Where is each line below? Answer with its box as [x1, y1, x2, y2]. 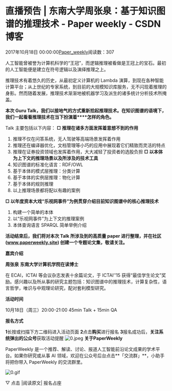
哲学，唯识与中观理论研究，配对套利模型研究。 [9, 285, 109, 291]
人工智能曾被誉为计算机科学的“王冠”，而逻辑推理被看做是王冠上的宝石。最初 [5, 60, 166, 66]
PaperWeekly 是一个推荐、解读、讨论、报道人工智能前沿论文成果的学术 [5, 346, 156, 352]
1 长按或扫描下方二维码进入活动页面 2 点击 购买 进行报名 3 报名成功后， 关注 [5, 328, 159, 335]
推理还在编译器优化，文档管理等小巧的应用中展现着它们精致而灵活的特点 [12, 142, 165, 148]
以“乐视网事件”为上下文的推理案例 [12, 215, 84, 222]
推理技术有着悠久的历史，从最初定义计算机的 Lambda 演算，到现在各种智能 [5, 77, 164, 83]
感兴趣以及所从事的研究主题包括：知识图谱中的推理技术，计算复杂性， [14, 278, 162, 285]
